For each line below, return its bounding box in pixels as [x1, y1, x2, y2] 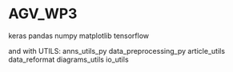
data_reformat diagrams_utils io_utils [8, 55, 130, 64]
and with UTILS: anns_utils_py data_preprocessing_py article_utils [8, 46, 226, 55]
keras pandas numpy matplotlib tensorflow [8, 31, 150, 40]
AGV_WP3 [8, 5, 78, 23]
